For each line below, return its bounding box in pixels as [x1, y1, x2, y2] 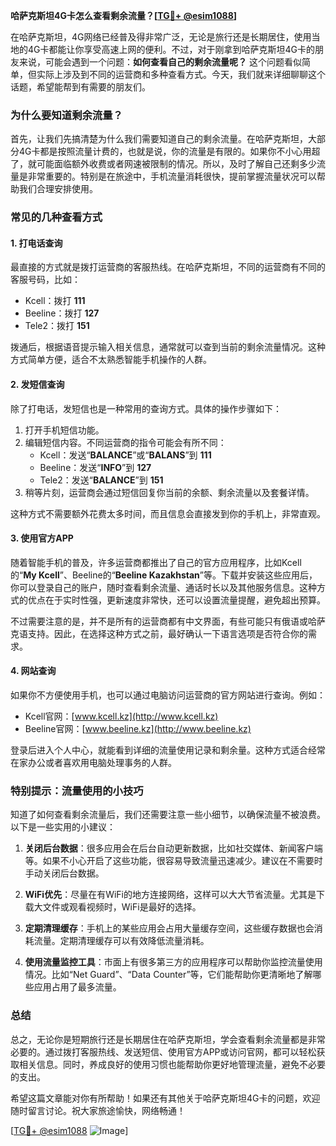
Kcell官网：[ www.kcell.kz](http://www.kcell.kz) [24, 710, 219, 723]
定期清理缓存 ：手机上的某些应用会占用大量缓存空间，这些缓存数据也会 [24, 922, 315, 934]
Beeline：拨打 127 [24, 307, 100, 319]
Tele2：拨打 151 [24, 320, 90, 332]
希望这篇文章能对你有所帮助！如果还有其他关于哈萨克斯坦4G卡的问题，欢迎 [10, 1092, 321, 1104]
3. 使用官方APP [10, 532, 74, 544]
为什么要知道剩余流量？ [10, 108, 123, 122]
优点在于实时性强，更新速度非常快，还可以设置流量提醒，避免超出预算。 [27, 594, 326, 606]
